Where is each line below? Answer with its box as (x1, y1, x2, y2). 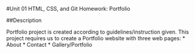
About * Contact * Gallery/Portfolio (6, 41, 92, 48)
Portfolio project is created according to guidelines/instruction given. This (6, 28, 189, 35)
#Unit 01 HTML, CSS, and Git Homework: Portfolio (6, 5, 131, 12)
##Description (6, 17, 42, 23)
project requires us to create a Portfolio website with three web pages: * (6, 35, 185, 41)
